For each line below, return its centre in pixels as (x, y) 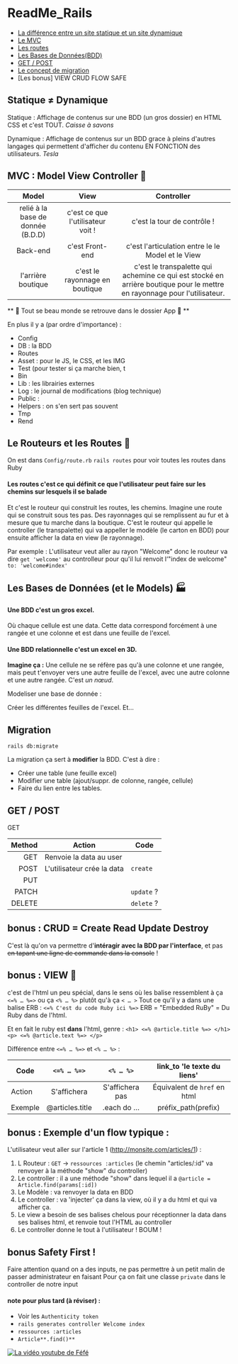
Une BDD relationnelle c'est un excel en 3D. (72, 649)
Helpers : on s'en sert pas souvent (68, 406)
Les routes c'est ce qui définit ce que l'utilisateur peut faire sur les (107, 484)
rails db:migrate (33, 746)
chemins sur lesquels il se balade (57, 492)
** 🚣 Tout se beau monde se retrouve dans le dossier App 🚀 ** (98, 311)
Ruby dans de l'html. (37, 1015)
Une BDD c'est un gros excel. (51, 610)
